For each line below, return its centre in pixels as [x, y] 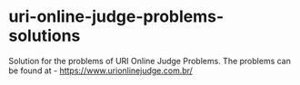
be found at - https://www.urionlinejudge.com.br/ [100, 71]
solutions [45, 36]
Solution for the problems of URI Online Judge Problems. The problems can [150, 61]
